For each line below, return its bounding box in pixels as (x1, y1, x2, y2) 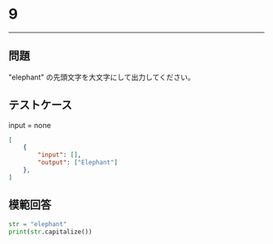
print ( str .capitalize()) (8, 228, 93, 236)
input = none (8, 120, 51, 130)
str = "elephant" (8, 220, 67, 228)
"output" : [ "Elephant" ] (37, 159, 118, 167)
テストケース (8, 98, 72, 112)
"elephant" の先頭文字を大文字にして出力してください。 (8, 72, 195, 82)
